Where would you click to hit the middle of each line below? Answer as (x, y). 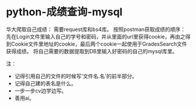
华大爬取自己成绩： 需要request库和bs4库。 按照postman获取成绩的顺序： (96, 29)
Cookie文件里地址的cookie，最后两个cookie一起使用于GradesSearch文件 (99, 44)
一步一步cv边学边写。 (41, 91)
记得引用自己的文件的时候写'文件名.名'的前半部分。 (76, 76)
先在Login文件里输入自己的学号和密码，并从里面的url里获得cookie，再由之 (96, 36)
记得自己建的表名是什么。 (45, 83)
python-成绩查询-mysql (64, 12)
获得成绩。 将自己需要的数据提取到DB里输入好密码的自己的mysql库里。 (92, 51)
